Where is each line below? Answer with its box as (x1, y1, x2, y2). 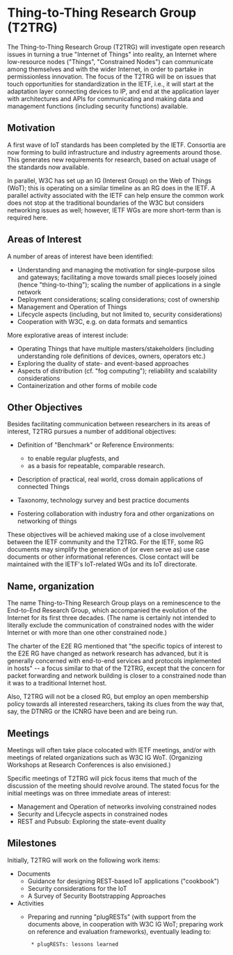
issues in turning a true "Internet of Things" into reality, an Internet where (7, 50, 217, 59)
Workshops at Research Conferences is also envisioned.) (7, 761, 172, 769)
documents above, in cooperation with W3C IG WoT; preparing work (27, 919, 224, 928)
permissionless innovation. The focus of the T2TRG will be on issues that (7, 72, 217, 81)
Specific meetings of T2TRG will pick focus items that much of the (7, 775, 197, 782)
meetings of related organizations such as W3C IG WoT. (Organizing (7, 754, 203, 761)
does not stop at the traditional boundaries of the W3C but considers (7, 199, 204, 207)
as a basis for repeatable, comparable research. (27, 462, 166, 470)
